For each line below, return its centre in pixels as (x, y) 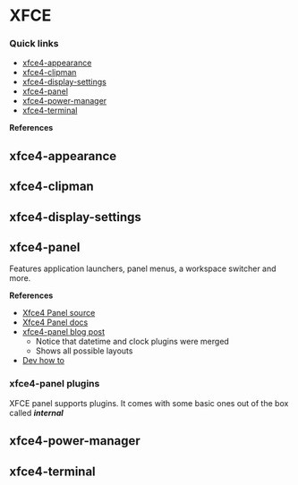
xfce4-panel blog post (64, 332)
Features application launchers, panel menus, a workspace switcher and (143, 268)
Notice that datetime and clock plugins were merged (132, 342)
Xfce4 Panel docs (55, 322)
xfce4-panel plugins (55, 384)
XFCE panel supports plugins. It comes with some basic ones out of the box (149, 403)
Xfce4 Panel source (59, 313)
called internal (37, 413)
